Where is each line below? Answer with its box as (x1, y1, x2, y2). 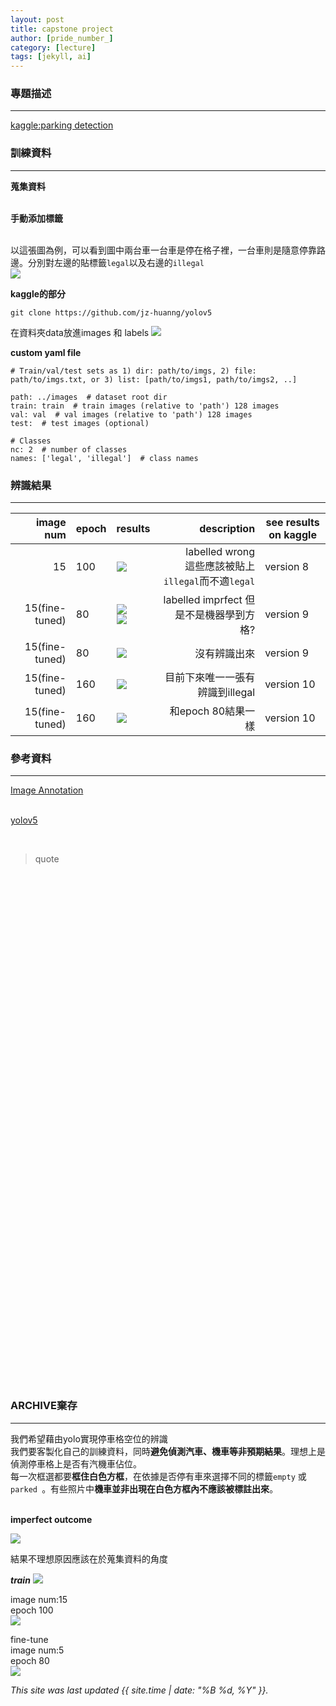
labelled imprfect (163, 593, 243, 607)
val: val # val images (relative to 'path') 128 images (10, 409, 253, 420)
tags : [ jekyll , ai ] (10, 52, 92, 62)
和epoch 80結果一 (169, 704, 256, 718)
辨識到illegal (197, 686, 256, 700)
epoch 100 (10, 1604, 54, 1616)
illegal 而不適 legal (163, 574, 256, 588)
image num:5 (10, 1644, 65, 1656)
